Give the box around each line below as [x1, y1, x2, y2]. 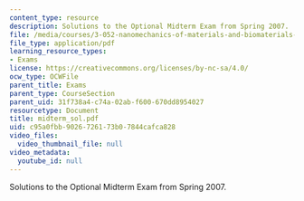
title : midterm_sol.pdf [9, 114, 100, 123]
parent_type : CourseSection [9, 89, 116, 98]
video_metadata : [9, 148, 71, 157]
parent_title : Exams [9, 81, 88, 90]
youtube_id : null [17, 156, 83, 166]
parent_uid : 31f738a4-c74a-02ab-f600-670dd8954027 [9, 97, 204, 107]
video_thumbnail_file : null [17, 139, 124, 148]
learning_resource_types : [9, 47, 107, 56]
